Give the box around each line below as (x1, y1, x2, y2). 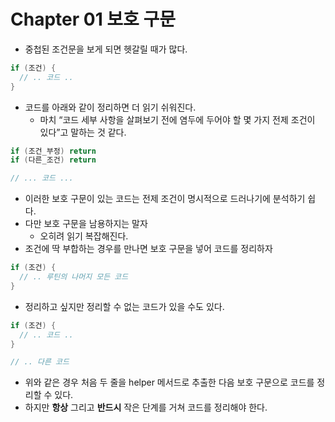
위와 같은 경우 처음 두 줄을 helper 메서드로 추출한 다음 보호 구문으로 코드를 (24, 376, 315, 389)
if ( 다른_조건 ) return (10, 155, 97, 165)
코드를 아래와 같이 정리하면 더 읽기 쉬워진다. (24, 101, 197, 113)
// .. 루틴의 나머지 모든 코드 (19, 272, 129, 282)
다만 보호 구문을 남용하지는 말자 (24, 218, 148, 230)
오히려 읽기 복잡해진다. (39, 230, 129, 242)
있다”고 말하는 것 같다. (39, 126, 127, 138)
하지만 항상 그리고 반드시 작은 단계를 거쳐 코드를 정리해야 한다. (24, 401, 268, 414)
